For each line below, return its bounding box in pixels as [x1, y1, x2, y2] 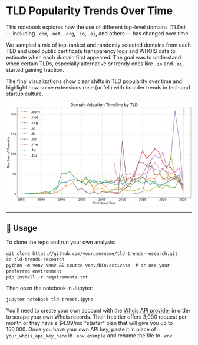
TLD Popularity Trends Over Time [6, 4, 173, 18]
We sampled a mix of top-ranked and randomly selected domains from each [6, 41, 192, 48]
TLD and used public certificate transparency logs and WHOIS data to [6, 47, 176, 54]
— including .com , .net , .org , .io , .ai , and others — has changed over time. [6, 29, 190, 37]
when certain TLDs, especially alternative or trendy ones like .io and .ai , [6, 60, 184, 67]
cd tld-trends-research [6, 257, 65, 263]
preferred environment [6, 268, 62, 274]
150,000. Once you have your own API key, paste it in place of [6, 326, 156, 333]
